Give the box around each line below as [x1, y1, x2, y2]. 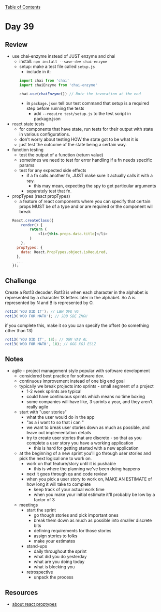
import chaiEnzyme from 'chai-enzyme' [19, 83, 98, 87]
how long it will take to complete [26, 481, 91, 487]
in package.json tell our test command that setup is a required [26, 100, 149, 106]
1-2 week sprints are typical [26, 389, 82, 394]
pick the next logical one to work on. [19, 456, 92, 461]
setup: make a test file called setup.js [19, 64, 95, 69]
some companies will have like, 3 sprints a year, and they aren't [26, 399, 153, 405]
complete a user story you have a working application [26, 440, 134, 446]
